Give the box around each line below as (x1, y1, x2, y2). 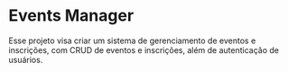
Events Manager (8, 5, 135, 26)
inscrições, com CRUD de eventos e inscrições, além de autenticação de (8, 44, 280, 55)
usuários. (8, 54, 43, 65)
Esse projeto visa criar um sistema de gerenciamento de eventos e (8, 35, 256, 46)
